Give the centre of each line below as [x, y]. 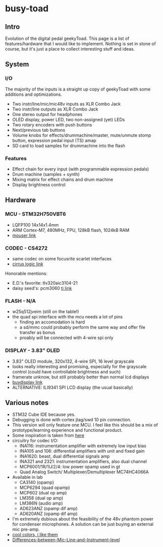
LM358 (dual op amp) [41, 498]
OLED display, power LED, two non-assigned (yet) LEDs [68, 119]
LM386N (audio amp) [41, 503]
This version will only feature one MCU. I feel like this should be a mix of [85, 425]
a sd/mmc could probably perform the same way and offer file [82, 327]
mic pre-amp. [26, 529]
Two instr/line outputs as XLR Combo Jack [55, 109]
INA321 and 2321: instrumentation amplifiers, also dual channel [83, 461]
